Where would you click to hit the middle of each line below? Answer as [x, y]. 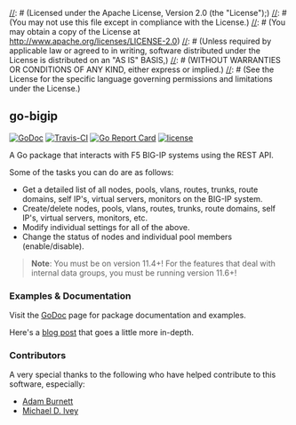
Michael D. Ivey [50, 411]
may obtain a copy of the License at [75, 32]
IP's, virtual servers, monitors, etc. [85, 218]
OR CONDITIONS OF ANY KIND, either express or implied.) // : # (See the [142, 69]
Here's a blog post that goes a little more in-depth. [101, 333]
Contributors [38, 356]
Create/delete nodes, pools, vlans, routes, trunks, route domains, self [149, 208]
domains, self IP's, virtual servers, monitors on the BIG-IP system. [142, 198]
